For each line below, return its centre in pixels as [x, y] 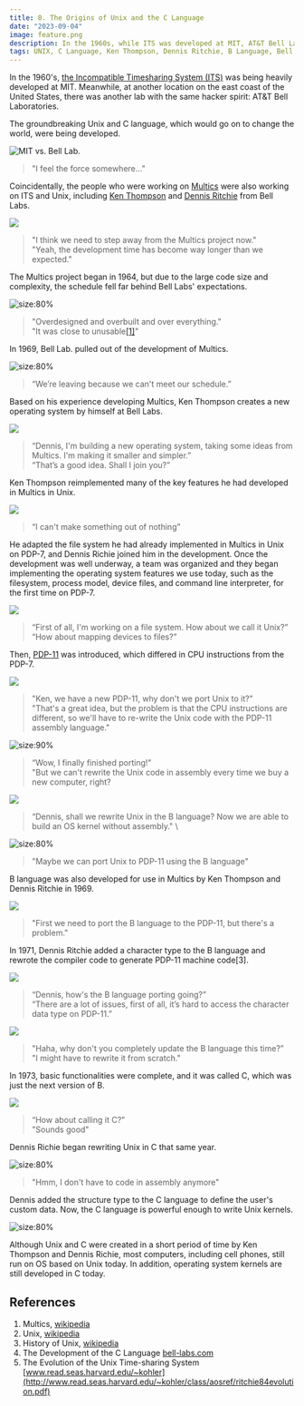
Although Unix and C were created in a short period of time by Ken [133, 1245]
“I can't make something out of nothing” [106, 527]
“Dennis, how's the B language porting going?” [119, 995]
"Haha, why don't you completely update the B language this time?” [157, 1049]
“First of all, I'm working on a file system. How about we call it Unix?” [160, 628]
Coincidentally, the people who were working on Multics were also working [149, 186]
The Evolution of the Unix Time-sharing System [111, 1362]
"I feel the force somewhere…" [89, 169]
